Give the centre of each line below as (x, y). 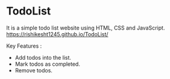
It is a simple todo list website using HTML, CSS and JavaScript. (86, 28)
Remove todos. (34, 70)
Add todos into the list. (43, 57)
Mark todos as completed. (47, 64)
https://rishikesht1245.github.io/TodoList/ (57, 34)
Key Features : (24, 46)
